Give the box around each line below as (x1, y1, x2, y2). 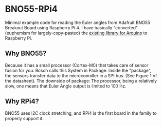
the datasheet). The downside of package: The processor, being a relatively (5, 78, 157, 84)
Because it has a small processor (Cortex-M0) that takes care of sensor (5, 62, 148, 68)
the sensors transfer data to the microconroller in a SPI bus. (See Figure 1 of (5, 72, 157, 79)
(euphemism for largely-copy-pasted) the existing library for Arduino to (5, 30, 147, 36)
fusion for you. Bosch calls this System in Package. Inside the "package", (5, 67, 152, 73)
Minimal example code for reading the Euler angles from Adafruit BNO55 (5, 20, 150, 25)
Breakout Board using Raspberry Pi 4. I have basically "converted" (5, 24, 138, 30)
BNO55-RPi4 (5, 3, 58, 15)
